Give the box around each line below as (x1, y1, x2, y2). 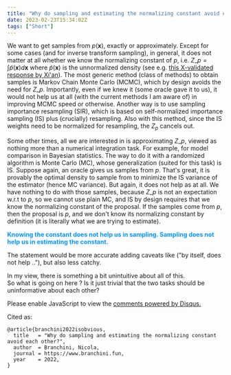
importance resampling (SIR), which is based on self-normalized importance (7, 107, 223, 115)
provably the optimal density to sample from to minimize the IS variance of (7, 173, 218, 182)
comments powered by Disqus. (113, 299, 201, 308)
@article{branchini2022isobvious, (7, 326, 107, 333)
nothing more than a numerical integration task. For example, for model (7, 144, 208, 152)
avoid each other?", (7, 338, 67, 345)
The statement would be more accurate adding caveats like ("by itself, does (7, 251, 221, 260)
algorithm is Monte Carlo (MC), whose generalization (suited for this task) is (7, 159, 222, 167)
